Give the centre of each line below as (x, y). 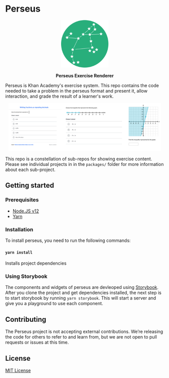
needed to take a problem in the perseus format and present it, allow (76, 91)
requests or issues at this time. (37, 343)
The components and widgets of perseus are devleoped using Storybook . (82, 287)
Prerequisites (22, 200)
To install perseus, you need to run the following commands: (68, 240)
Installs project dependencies (36, 263)
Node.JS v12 (26, 211)
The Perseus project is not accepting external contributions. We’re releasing (84, 331)
